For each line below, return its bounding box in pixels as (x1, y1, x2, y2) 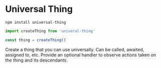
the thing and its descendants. (5, 57, 68, 63)
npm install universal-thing (5, 20, 66, 25)
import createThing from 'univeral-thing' (5, 28, 95, 33)
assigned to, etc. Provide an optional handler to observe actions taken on (5, 52, 156, 58)
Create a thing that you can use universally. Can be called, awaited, (5, 46, 144, 53)
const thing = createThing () (5, 37, 66, 43)
